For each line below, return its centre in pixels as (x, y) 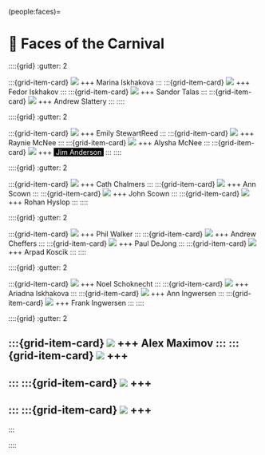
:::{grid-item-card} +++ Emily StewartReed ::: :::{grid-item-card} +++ (131, 133)
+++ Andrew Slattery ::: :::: (81, 101)
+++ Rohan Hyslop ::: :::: (48, 202)
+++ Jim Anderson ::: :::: (80, 152)
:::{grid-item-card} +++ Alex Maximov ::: (117, 344)
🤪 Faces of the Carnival (87, 44)
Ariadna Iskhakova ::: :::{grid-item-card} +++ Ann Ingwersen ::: (117, 293)
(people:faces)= (35, 12)
